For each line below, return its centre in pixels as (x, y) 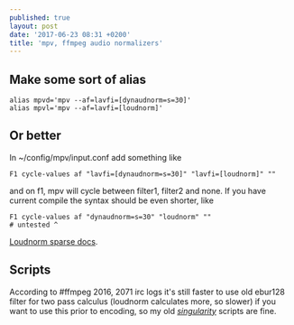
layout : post (34, 26)
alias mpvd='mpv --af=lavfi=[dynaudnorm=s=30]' (101, 100)
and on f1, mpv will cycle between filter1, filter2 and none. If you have (138, 190)
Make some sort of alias (78, 79)
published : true (40, 18)
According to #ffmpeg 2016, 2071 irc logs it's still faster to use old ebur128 (147, 292)
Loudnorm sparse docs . (54, 241)
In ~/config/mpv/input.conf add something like (96, 157)
